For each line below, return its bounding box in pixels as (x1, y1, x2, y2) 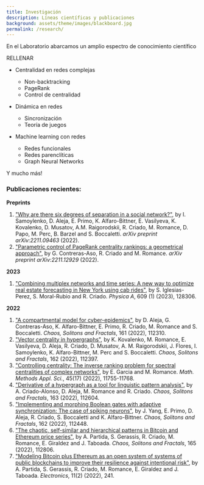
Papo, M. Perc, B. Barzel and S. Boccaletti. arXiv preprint (15, 230, 158, 237)
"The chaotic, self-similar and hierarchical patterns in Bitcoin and (15, 426, 178, 434)
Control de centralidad (24, 91, 81, 98)
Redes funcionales (24, 145, 71, 153)
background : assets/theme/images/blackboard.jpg (6, 20, 132, 26)
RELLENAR (6, 54, 33, 62)
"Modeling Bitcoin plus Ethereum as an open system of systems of (15, 452, 183, 459)
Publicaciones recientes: (6, 185, 82, 193)
